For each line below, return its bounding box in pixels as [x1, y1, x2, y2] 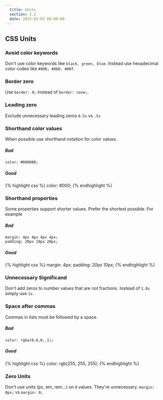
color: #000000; [5, 159, 38, 165]
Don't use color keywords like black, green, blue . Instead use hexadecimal [5, 61, 159, 66]
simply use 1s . [5, 291, 34, 297]
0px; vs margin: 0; [5, 389, 43, 395]
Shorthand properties [5, 195, 58, 202]
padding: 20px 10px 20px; [5, 239, 58, 244]
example [5, 211, 23, 217]
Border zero [5, 78, 34, 85]
